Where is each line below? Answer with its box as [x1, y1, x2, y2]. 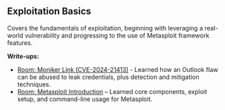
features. [7, 38, 33, 47]
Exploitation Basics [7, 6, 92, 17]
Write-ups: [7, 52, 39, 60]
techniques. [17, 80, 51, 89]
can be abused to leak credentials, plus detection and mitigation [17, 73, 200, 81]
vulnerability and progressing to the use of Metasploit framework [24, 31, 210, 39]
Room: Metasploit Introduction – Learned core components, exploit [17, 87, 208, 95]
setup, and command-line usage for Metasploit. [17, 95, 153, 103]
